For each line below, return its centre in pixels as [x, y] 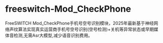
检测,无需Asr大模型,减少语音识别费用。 [53, 35]
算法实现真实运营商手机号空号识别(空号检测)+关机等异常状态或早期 [86, 29]
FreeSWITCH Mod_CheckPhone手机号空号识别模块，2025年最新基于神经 [80, 23]
